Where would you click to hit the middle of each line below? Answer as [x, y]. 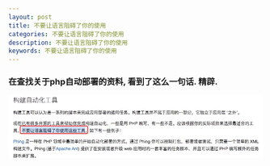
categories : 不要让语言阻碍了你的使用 [66, 34]
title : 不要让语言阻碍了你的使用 [57, 25]
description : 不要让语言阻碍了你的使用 [68, 43]
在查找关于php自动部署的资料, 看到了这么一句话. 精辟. [113, 82]
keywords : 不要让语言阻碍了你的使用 [63, 51]
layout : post [30, 17]
